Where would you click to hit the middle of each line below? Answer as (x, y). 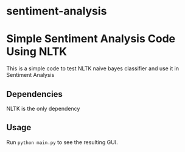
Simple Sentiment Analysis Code (91, 39)
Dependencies (34, 94)
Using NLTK (37, 52)
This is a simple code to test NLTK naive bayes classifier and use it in (93, 68)
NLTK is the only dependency (43, 108)
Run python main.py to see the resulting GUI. (62, 142)
